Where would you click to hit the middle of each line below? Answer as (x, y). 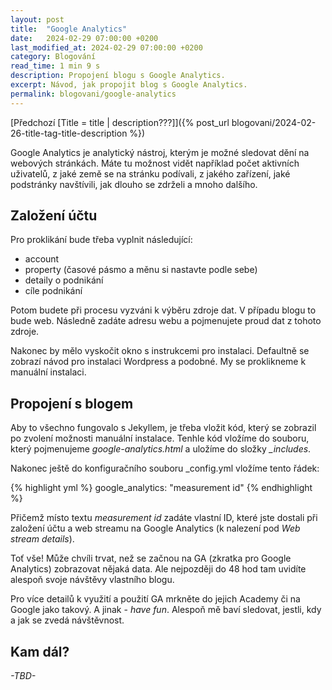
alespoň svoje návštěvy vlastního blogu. (92, 580)
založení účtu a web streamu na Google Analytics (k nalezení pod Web (155, 528)
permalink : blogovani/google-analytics (93, 94)
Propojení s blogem (72, 403)
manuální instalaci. (48, 372)
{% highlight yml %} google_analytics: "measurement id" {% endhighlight (161, 488)
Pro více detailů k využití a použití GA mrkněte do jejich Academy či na (155, 599)
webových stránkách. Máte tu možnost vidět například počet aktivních (155, 163)
